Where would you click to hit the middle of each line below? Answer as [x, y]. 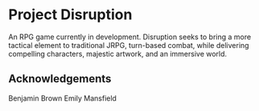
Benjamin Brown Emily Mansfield [62, 98]
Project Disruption [70, 15]
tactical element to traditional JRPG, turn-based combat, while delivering [129, 45]
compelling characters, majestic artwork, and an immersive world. [118, 54]
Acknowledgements [60, 79]
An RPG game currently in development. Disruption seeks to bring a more [130, 37]
